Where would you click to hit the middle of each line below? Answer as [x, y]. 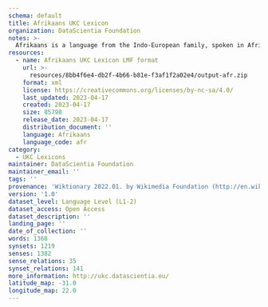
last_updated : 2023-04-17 [66, 98]
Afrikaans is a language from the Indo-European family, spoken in [130, 46]
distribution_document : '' [67, 127]
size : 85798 [42, 113]
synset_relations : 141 [46, 269]
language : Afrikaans [57, 134]
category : [25, 150]
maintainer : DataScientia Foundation [71, 165]
